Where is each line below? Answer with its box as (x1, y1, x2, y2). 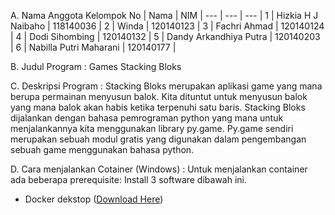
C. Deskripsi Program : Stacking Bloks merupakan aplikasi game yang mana (10, 80, 323, 92)
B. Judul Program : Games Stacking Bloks (10, 61, 182, 72)
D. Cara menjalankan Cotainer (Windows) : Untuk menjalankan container (10, 163, 308, 175)
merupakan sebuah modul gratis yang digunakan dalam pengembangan (10, 133, 307, 145)
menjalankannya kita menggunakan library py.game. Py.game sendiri (10, 123, 294, 134)
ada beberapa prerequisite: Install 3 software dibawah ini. (10, 174, 248, 185)
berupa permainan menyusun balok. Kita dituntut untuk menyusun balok (10, 91, 308, 102)
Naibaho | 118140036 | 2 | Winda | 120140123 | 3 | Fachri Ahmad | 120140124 (10, 20, 325, 32)
